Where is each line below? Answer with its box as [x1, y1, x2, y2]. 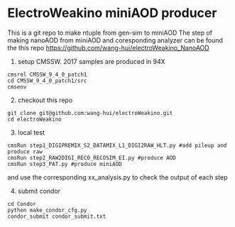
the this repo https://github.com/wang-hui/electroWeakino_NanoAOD [7, 43, 209, 52]
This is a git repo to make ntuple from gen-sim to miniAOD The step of [7, 28, 213, 37]
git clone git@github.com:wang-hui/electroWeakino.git [7, 109, 173, 116]
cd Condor [7, 200, 37, 207]
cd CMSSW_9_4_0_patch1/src [7, 77, 87, 84]
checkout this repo [17, 96, 73, 104]
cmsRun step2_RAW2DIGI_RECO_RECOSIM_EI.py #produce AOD [7, 154, 176, 161]
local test [17, 128, 45, 136]
